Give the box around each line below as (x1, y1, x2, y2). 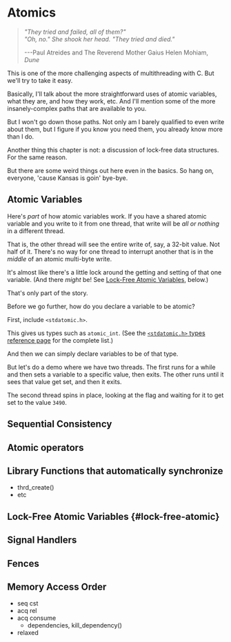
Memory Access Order (7, 581, 107, 592)
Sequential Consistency (7, 419, 112, 430)
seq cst (17, 599, 39, 608)
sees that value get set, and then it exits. (7, 377, 122, 385)
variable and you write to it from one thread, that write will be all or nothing (7, 219, 219, 228)
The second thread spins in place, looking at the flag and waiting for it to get (7, 391, 224, 399)
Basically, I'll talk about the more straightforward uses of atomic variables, (7, 90, 217, 98)
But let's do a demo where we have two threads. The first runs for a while (7, 363, 216, 371)
